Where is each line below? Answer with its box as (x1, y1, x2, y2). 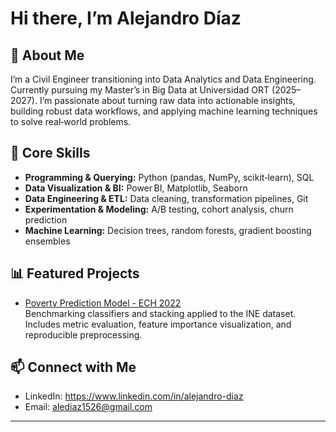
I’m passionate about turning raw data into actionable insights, (39, 95, 296, 106)
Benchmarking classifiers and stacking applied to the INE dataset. (24, 307, 297, 319)
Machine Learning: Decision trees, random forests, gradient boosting (24, 224, 312, 236)
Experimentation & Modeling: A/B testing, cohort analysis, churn (24, 203, 294, 215)
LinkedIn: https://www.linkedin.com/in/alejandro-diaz (24, 390, 244, 402)
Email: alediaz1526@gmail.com (24, 401, 153, 413)
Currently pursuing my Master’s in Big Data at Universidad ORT (10, 84, 270, 96)
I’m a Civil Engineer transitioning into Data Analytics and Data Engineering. (10, 73, 317, 85)
